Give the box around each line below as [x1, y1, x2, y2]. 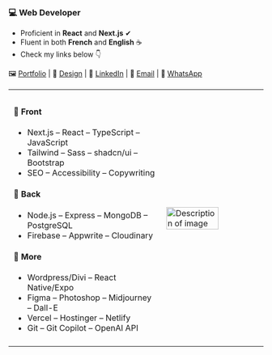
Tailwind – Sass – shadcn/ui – [27, 146, 138, 158]
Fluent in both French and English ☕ [19, 37, 143, 47]
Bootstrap [27, 157, 65, 168]
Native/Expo [27, 282, 74, 294]
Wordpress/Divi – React [27, 272, 117, 283]
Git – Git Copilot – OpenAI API [27, 323, 139, 334]
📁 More [13, 251, 42, 262]
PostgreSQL [27, 219, 73, 230]
